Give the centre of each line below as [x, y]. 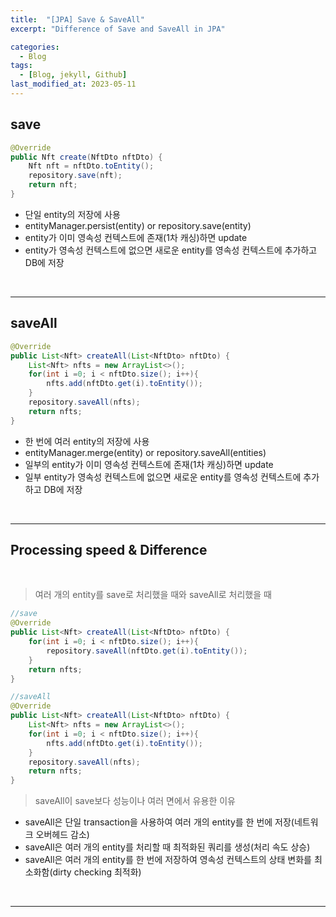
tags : [21, 66]
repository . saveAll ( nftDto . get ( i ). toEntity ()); [147, 651]
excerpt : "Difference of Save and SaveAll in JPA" [118, 29]
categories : [35, 47]
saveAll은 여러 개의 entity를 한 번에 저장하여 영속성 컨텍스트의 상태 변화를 [168, 860]
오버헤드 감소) [62, 835]
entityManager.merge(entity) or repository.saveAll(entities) [145, 452]
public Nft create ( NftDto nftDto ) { [86, 157]
